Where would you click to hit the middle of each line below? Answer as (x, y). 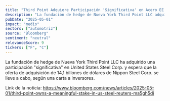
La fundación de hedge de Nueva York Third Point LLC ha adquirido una (80, 62)
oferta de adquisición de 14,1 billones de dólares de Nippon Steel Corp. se (82, 72)
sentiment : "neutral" (28, 38)
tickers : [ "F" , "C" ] (27, 47)
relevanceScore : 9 (25, 43)
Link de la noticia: (24, 88)
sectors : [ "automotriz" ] (31, 29)
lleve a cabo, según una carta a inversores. (50, 78)
